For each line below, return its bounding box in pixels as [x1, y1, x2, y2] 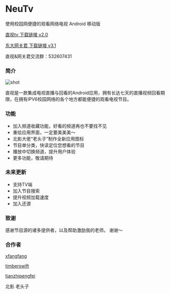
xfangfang [5, 253, 27, 259]
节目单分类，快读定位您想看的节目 [12, 142, 85, 148]
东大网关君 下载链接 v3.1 [5, 42, 56, 49]
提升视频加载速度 [12, 194, 49, 200]
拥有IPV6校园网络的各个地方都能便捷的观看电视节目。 [18, 96, 132, 102]
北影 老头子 [5, 283, 29, 289]
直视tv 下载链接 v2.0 [5, 31, 48, 37]
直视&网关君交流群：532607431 [5, 53, 72, 59]
